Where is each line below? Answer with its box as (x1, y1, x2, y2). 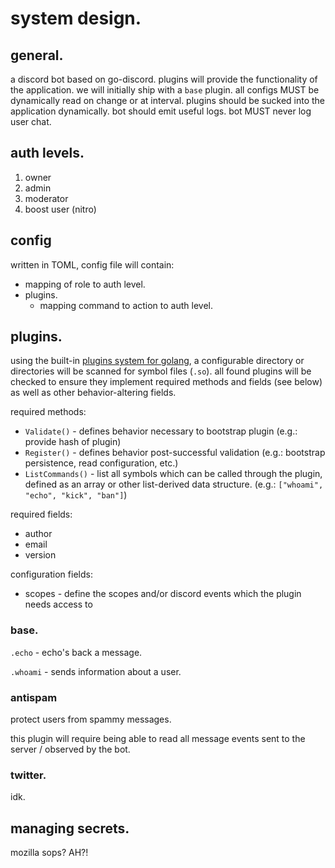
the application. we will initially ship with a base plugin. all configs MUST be (10, 84, 320, 96)
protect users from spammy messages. (10, 713, 172, 726)
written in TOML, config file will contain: (10, 258, 175, 271)
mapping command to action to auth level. (39, 299, 213, 311)
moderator (24, 192, 69, 204)
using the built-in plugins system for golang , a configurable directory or (10, 355, 305, 367)
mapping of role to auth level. (24, 278, 146, 290)
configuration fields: (10, 568, 93, 581)
